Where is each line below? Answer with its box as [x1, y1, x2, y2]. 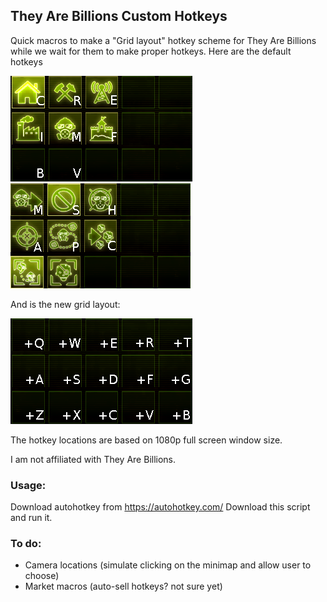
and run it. [10, 512, 53, 524]
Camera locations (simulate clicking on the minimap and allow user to [24, 559, 312, 571]
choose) [24, 570, 60, 582]
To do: [10, 537, 42, 551]
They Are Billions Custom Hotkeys [10, 8, 228, 25]
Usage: [10, 478, 47, 492]
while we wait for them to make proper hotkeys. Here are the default [10, 45, 292, 57]
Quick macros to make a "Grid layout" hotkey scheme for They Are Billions [10, 34, 317, 46]
